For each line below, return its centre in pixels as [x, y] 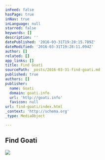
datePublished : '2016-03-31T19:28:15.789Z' [51, 42]
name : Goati [22, 88]
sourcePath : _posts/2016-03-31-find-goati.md [52, 70]
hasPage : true [20, 14]
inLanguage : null [23, 24]
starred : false [21, 28]
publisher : [16, 83]
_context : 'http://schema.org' [37, 112]
